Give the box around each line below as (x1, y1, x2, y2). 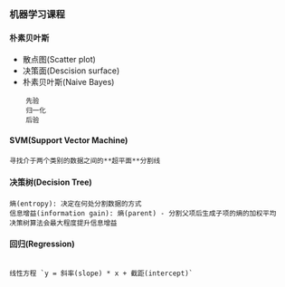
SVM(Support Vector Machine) (9, 134, 128, 146)
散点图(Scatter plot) (22, 54, 97, 65)
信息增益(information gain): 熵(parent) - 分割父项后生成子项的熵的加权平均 (9, 208, 277, 218)
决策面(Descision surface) (22, 65, 120, 76)
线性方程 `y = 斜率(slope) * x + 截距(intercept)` (9, 269, 194, 278)
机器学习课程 (9, 7, 66, 20)
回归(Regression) (9, 238, 75, 250)
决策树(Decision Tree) (9, 177, 92, 187)
